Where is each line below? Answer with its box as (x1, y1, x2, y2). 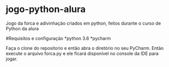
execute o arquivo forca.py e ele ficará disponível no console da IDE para (6, 50, 159, 56)
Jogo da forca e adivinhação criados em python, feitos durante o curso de (6, 20, 161, 26)
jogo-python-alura (6, 4, 86, 15)
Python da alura (6, 25, 39, 31)
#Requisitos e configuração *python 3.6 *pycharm (6, 35, 111, 41)
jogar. (6, 55, 18, 61)
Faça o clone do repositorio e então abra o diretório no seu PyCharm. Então (6, 45, 164, 51)
